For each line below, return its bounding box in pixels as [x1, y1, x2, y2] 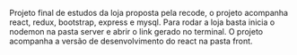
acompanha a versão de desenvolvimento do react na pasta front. [9, 35, 253, 46]
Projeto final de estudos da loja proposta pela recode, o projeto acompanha [9, 8, 289, 18]
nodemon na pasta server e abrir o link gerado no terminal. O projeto [9, 27, 263, 36]
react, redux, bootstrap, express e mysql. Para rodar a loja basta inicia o [9, 17, 275, 27]
